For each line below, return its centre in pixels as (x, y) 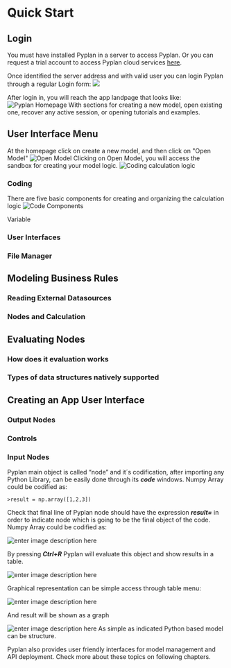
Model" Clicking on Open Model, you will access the (104, 158)
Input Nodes (28, 457)
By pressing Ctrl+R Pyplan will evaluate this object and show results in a (110, 554)
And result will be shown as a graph (58, 615)
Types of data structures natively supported (83, 377)
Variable (19, 219)
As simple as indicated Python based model (161, 628)
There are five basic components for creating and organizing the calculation (116, 198)
